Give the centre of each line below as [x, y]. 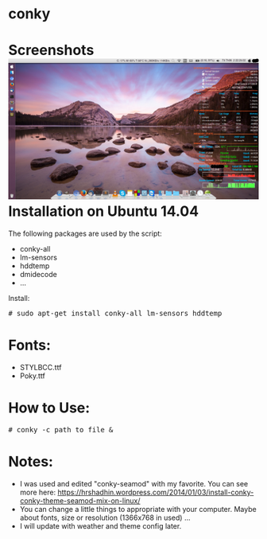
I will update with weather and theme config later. [101, 525]
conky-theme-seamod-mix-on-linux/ [80, 500]
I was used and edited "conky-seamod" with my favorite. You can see [134, 483]
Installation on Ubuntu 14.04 [104, 211]
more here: [38, 492]
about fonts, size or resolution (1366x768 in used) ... [105, 518]
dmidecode [38, 275]
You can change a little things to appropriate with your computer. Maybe [138, 509]
